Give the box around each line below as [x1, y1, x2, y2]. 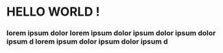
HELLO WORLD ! [6, 4, 100, 20]
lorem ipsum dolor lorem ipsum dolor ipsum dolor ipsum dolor [6, 29, 216, 38]
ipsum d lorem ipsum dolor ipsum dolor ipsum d [6, 37, 169, 46]
